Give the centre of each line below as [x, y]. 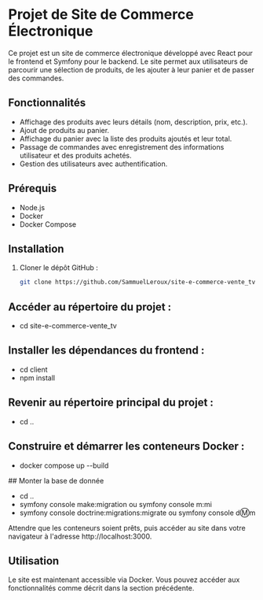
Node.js [32, 207]
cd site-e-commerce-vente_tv [68, 326]
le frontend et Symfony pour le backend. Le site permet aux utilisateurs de [128, 61]
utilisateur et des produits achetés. [75, 155]
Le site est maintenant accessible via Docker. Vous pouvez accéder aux [124, 580]
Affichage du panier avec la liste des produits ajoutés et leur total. [126, 139]
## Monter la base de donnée [56, 480]
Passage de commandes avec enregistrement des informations [122, 146]
